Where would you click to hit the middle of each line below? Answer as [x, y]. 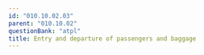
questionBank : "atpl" [45, 31]
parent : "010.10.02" [43, 23]
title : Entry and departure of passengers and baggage [102, 38]
